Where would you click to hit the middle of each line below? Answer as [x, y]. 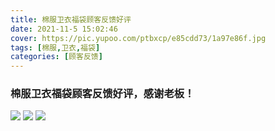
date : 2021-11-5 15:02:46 [64, 29]
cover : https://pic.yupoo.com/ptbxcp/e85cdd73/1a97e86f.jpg [138, 38]
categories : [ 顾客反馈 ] [56, 57]
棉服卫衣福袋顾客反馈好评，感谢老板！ [102, 94]
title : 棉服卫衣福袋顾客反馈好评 [71, 19]
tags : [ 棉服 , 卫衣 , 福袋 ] [55, 47]
